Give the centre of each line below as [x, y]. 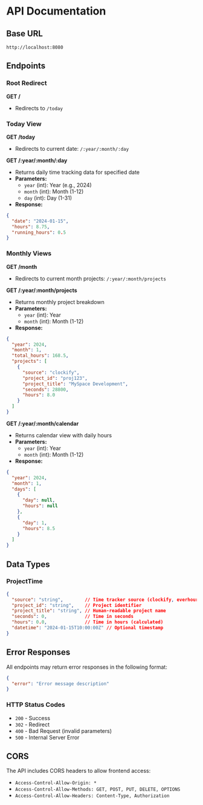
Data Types [28, 564]
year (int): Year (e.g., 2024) [58, 185]
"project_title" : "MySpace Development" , [75, 384]
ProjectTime [25, 581]
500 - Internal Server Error [47, 737]
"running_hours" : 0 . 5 [39, 232]
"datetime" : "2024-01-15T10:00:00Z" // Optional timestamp [88, 628]
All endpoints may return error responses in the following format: [87, 667]
